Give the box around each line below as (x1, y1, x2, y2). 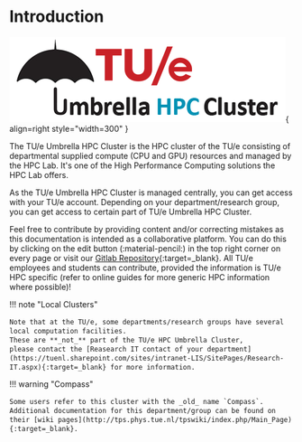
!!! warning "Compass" (9, 378, 94, 390)
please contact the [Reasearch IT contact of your (9, 344, 204, 353)
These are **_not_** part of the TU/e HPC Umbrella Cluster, (9, 335, 244, 344)
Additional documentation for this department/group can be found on (9, 406, 277, 415)
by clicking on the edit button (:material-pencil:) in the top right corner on (9, 242, 281, 254)
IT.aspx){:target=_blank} (9, 362, 106, 371)
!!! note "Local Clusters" (9, 298, 98, 309)
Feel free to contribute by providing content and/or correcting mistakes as (9, 223, 284, 234)
